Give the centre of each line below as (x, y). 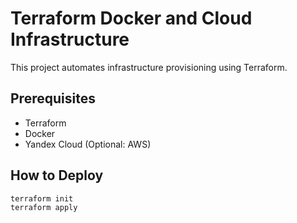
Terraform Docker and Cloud (131, 18)
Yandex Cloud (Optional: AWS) (88, 144)
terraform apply (44, 208)
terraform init (42, 198)
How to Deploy (57, 175)
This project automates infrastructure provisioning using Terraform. (149, 67)
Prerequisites (53, 98)
